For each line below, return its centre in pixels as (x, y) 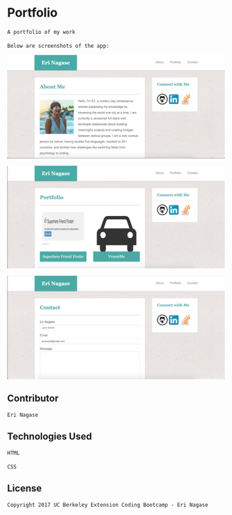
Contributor (33, 398)
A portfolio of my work (41, 32)
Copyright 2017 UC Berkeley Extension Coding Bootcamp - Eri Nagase (108, 505)
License (25, 488)
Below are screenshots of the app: (58, 46)
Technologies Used (49, 436)
